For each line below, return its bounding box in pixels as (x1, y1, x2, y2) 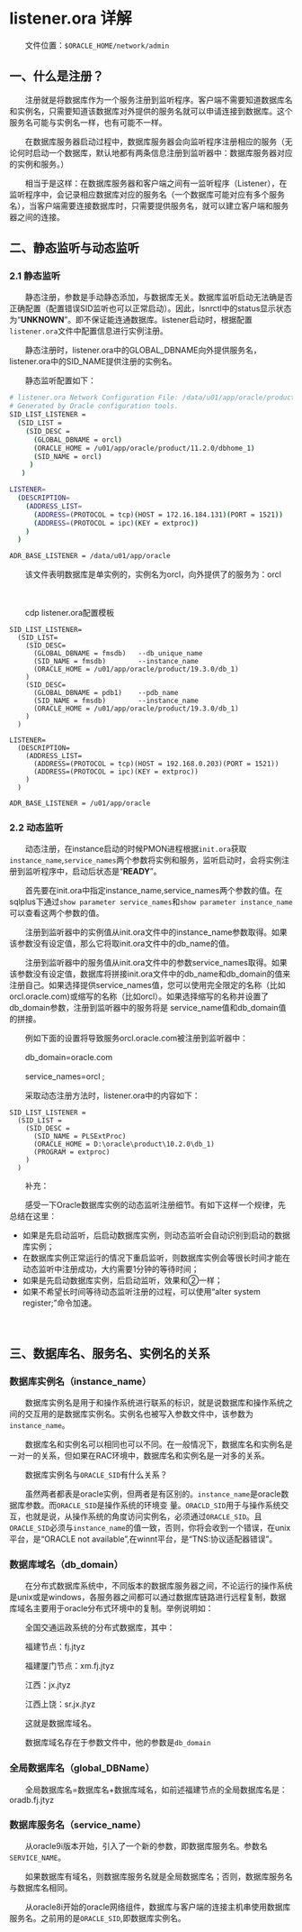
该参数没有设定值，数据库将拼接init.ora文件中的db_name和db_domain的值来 (9, 968, 291, 979)
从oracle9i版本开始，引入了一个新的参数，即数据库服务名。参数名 (24, 1841, 268, 1852)
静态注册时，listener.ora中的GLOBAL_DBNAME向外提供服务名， (24, 344, 262, 356)
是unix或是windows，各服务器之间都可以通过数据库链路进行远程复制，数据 (9, 1592, 287, 1603)
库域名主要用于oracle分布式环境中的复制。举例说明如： (9, 1603, 214, 1614)
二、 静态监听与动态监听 (9, 241, 139, 256)
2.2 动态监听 (9, 821, 64, 834)
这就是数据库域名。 (24, 1718, 96, 1729)
